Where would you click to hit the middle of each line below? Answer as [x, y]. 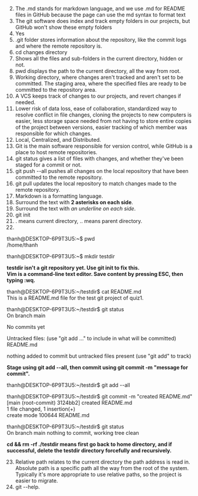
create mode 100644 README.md [48, 415]
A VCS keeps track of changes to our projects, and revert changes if [98, 96]
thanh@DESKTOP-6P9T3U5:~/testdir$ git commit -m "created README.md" [100, 396]
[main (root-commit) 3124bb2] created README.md [70, 403]
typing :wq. [21, 280]
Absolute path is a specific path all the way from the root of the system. [102, 468]
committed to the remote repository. [59, 177]
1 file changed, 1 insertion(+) [41, 409]
